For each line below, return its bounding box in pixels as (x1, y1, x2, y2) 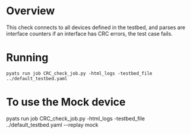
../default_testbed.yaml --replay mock (6, 121, 99, 128)
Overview (6, 4, 55, 18)
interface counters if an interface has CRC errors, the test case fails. (6, 30, 173, 37)
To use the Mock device (6, 95, 126, 109)
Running (6, 51, 49, 65)
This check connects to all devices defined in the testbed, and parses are (6, 24, 186, 31)
